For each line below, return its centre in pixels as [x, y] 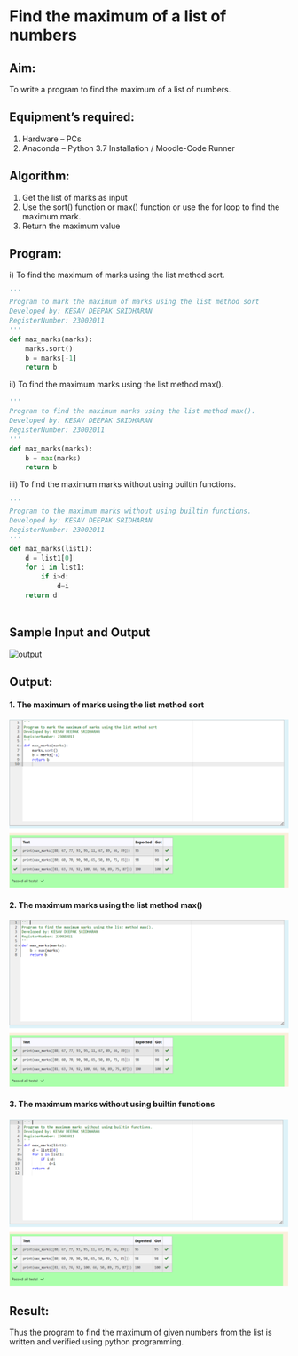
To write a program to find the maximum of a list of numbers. [120, 89]
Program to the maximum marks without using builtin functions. [130, 511]
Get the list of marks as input [74, 197]
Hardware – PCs [51, 139]
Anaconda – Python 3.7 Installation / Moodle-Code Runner [128, 148]
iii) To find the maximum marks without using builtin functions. [123, 484]
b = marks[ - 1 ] [51, 358]
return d [41, 596]
